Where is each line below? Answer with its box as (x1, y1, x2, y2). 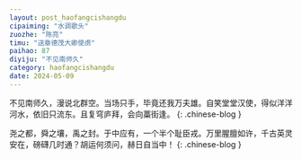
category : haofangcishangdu (9, 64, 115, 73)
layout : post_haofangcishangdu (9, 13, 127, 22)
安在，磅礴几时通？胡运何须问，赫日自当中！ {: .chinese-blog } (9, 138, 242, 149)
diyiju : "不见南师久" (9, 55, 84, 64)
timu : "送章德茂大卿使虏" (9, 38, 96, 48)
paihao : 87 (9, 47, 50, 56)
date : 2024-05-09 (9, 72, 75, 81)
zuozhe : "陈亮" (9, 30, 64, 39)
